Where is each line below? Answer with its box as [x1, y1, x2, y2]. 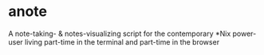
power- [232, 29, 257, 38]
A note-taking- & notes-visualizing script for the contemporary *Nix [8, 29, 231, 38]
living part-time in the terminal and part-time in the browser [25, 37, 220, 46]
